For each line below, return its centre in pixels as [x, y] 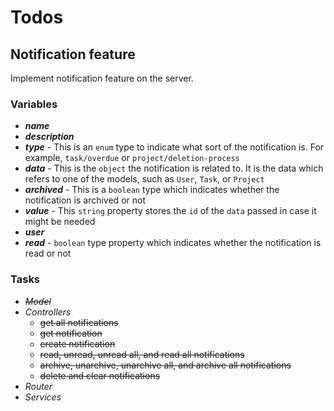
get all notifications [79, 322]
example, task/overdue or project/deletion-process [132, 158]
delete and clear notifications [100, 375]
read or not [48, 253]
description [49, 137]
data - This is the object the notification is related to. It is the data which [174, 168]
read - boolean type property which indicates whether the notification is [173, 243]
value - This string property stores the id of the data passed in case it [170, 211]
